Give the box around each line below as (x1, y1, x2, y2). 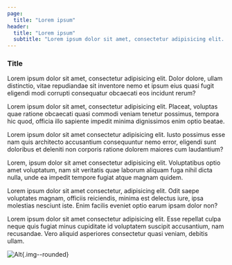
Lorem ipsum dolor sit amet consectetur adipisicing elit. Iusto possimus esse (7, 131, 226, 139)
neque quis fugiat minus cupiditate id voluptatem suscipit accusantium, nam (7, 222, 224, 230)
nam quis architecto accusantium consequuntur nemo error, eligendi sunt (7, 138, 217, 146)
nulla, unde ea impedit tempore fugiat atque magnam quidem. (7, 174, 184, 182)
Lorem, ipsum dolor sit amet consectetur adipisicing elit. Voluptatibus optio (7, 158, 221, 167)
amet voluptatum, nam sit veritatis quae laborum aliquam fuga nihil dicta (7, 166, 213, 174)
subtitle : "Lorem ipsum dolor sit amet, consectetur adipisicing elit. (13, 36, 225, 43)
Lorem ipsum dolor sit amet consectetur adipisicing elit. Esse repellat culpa (7, 215, 222, 223)
